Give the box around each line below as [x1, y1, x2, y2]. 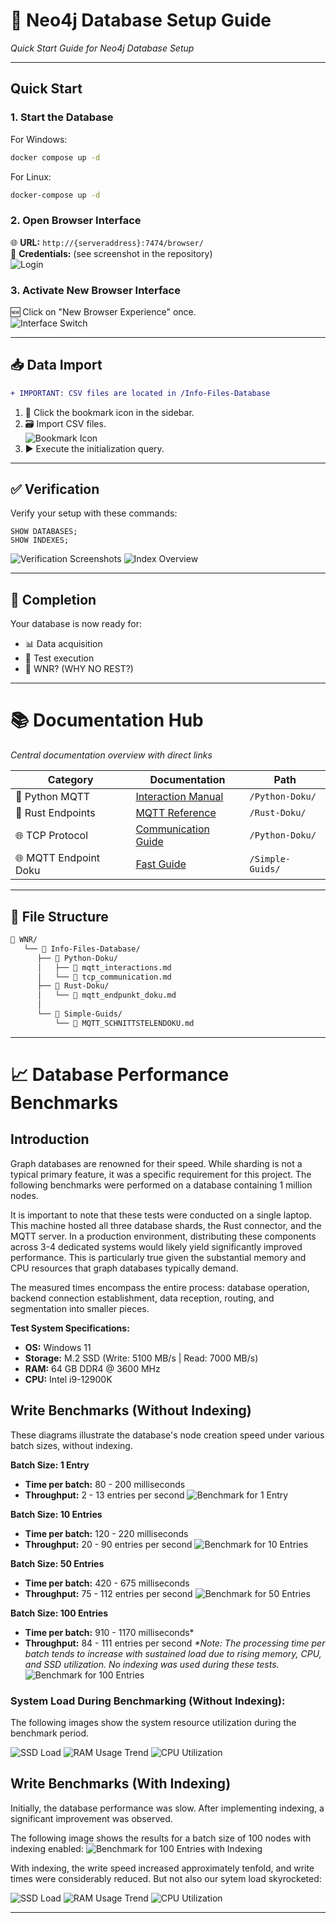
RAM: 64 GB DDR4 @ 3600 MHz [24, 1362, 161, 1374]
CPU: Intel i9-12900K [24, 1373, 113, 1385]
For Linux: [10, 170, 52, 183]
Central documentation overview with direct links [10, 749, 213, 761]
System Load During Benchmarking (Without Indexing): [10, 1694, 286, 1708]
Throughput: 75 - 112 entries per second [24, 1587, 193, 1599]
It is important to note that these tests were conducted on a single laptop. [10, 1209, 313, 1221]
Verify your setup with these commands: [10, 507, 178, 519]
